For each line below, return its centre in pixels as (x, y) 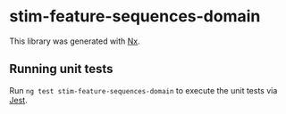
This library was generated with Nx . (75, 41)
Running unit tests (61, 69)
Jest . (19, 100)
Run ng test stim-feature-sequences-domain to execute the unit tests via (143, 90)
